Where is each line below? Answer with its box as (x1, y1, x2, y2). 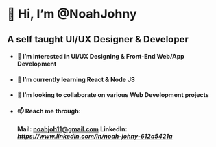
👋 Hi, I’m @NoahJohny (7, 6, 137, 22)
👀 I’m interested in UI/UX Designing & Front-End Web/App (16, 53, 185, 61)
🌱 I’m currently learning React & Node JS (16, 75, 135, 83)
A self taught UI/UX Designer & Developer (7, 34, 189, 45)
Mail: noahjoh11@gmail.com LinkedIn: (16, 124, 128, 133)
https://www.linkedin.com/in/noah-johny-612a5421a (16, 132, 173, 140)
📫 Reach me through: (16, 107, 81, 115)
